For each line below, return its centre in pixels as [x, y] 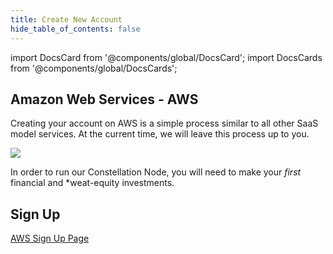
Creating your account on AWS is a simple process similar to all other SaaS [164, 123]
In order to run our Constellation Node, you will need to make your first [156, 172]
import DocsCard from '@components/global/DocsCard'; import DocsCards [166, 57]
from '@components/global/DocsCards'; [94, 68]
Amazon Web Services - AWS [104, 99]
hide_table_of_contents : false [75, 29]
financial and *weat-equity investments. [92, 183]
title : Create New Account [66, 19]
